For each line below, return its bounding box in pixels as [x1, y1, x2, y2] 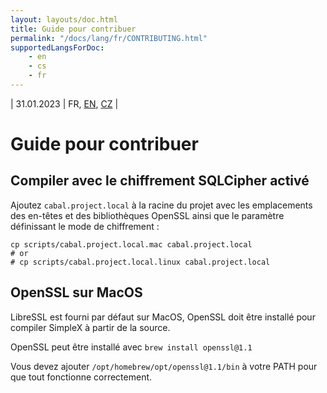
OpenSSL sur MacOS [10, 284, 143, 301]
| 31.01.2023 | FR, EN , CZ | [10, 97, 119, 110]
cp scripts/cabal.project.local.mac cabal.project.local [10, 239, 253, 250]
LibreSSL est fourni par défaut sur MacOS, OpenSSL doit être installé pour [10, 311, 316, 323]
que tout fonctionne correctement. [10, 371, 153, 383]
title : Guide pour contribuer [10, 24, 137, 34]
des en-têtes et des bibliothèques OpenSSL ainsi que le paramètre [10, 209, 285, 221]
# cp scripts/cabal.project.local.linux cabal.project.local [10, 257, 271, 267]
